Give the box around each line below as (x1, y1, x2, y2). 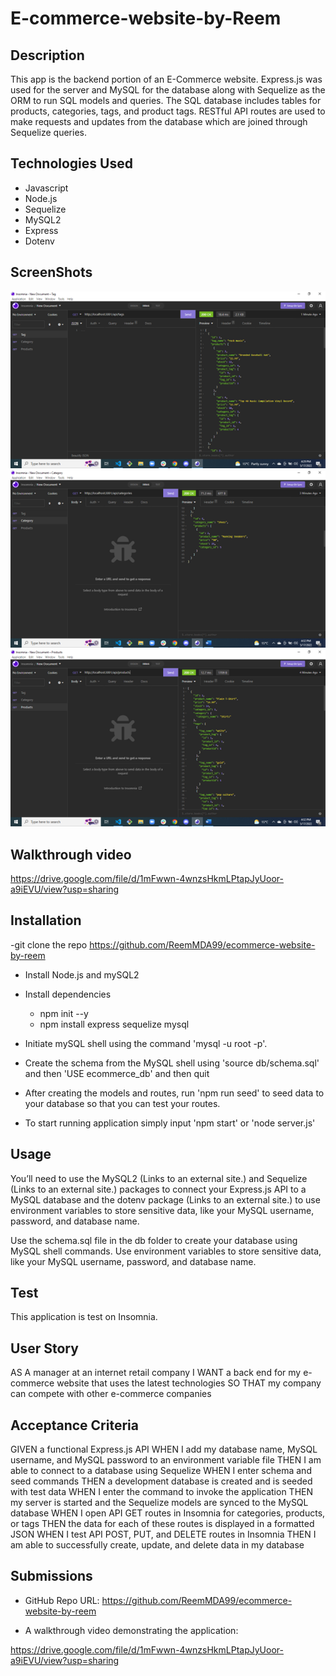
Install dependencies (24, 988, 112, 1000)
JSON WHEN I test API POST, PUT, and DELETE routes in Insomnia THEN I (10, 1528, 317, 1540)
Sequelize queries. (10, 127, 87, 138)
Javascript (24, 182, 69, 194)
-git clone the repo (10, 938, 88, 951)
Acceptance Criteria (10, 1417, 139, 1434)
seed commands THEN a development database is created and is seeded (10, 1475, 313, 1487)
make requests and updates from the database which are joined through (10, 116, 308, 127)
